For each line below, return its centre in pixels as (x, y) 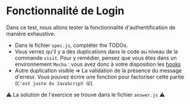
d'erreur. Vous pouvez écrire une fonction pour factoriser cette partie (99, 77)
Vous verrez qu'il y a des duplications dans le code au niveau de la (96, 51)
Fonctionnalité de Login (65, 11)
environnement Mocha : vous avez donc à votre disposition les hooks (98, 64)
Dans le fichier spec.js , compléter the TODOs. (71, 45)
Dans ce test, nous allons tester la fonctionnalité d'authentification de (91, 27)
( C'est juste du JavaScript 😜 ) (54, 83)
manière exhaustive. (31, 33)
